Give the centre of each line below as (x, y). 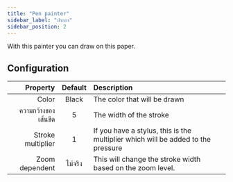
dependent (37, 168)
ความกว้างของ (37, 110)
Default (74, 88)
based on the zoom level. (134, 168)
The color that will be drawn (139, 99)
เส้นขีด (46, 119)
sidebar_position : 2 (37, 26)
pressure (108, 148)
